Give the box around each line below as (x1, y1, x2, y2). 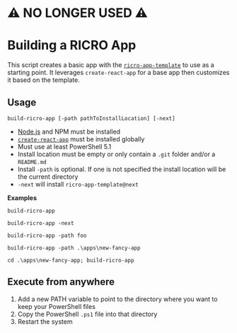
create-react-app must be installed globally (17, 134, 145, 143)
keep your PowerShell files (17, 302, 96, 310)
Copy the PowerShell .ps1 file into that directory (17, 310, 158, 318)
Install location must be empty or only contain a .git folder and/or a (17, 150, 216, 158)
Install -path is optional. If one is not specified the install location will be (17, 165, 226, 173)
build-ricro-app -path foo (7, 232, 87, 239)
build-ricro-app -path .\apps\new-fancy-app (7, 244, 141, 252)
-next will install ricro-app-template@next (17, 180, 139, 188)
